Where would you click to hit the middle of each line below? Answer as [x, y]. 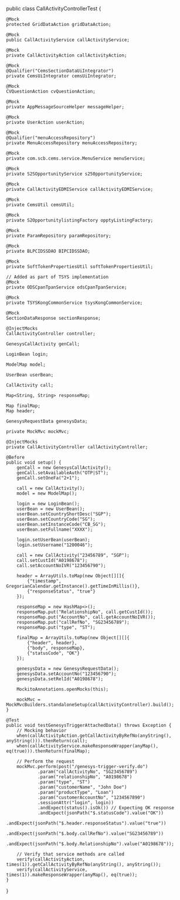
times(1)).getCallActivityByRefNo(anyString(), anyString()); [84, 865]
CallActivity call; [30, 385]
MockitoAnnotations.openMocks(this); [63, 689]
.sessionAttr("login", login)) [76, 803]
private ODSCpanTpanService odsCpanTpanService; [67, 287]
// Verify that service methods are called [71, 854]
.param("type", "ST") [64, 782]
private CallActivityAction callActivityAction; [67, 55]
